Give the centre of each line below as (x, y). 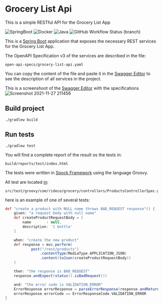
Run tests (20, 135)
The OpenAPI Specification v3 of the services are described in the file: (76, 56)
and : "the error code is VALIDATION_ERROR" (58, 285)
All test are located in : (27, 182)
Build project (25, 108)
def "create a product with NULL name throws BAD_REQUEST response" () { (80, 209)
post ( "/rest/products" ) (55, 249)
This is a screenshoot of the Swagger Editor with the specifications (72, 88)
